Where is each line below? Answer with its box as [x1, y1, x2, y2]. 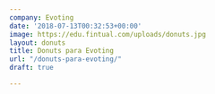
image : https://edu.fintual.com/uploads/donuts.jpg [9, 30, 206, 38]
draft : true [9, 64, 54, 73]
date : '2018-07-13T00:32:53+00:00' [9, 21, 142, 30]
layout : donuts [9, 38, 66, 47]
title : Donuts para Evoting [9, 47, 115, 56]
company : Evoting [9, 13, 74, 22]
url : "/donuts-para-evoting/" [9, 55, 123, 64]
